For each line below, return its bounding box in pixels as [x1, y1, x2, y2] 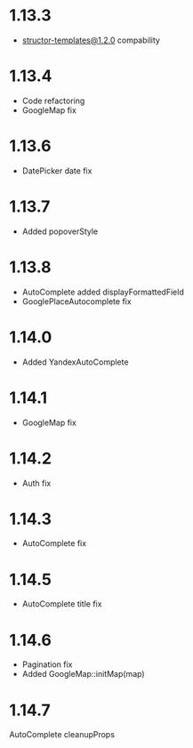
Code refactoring [21, 95, 85, 106]
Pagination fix [21, 659, 73, 670]
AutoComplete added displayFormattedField [21, 286, 184, 297]
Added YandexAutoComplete [21, 357, 129, 367]
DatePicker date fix [21, 165, 92, 176]
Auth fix [21, 478, 52, 488]
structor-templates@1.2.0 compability [21, 35, 160, 45]
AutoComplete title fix [21, 599, 102, 609]
